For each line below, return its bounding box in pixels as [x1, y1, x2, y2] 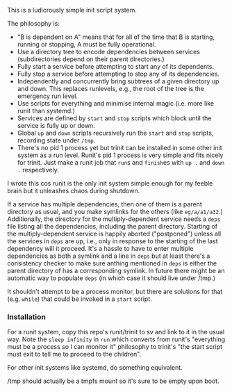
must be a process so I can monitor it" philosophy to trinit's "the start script [7, 343, 223, 351]
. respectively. [17, 166, 59, 174]
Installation [7, 312, 47, 322]
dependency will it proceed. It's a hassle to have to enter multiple [7, 245, 194, 252]
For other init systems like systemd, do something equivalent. [7, 364, 183, 372]
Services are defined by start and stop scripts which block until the [17, 114, 212, 122]
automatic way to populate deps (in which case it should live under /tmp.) [7, 274, 216, 282]
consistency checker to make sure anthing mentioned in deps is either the [7, 259, 217, 267]
